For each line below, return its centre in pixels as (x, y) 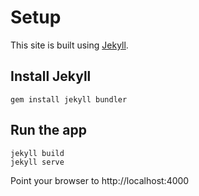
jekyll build (37, 153)
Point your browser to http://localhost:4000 (100, 180)
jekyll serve (37, 162)
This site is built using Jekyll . (69, 45)
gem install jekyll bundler (69, 99)
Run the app (48, 130)
